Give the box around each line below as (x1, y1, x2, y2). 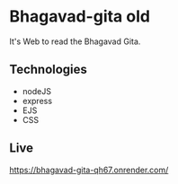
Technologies (9, 62, 88, 77)
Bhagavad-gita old (9, 6, 151, 27)
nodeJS (22, 85, 52, 96)
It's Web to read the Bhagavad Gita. (9, 36, 141, 47)
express (22, 95, 52, 106)
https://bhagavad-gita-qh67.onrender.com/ (9, 164, 169, 175)
